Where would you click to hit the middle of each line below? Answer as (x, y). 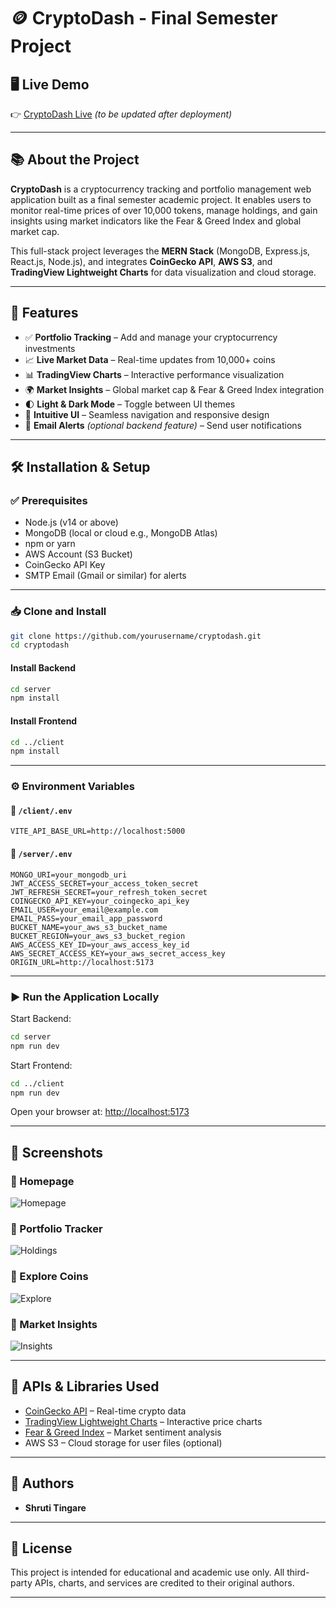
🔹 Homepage (42, 1181)
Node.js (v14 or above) (71, 522)
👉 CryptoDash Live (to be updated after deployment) (121, 114)
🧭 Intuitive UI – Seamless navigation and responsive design (147, 414)
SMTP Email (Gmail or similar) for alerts (105, 576)
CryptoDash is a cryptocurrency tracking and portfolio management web (161, 189)
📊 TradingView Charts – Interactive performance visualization (154, 374)
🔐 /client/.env (41, 810)
